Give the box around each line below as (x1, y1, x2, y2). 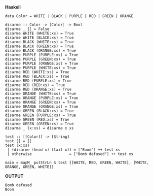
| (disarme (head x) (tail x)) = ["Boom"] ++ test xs (7, 147, 120, 152)
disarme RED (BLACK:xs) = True (5, 74, 70, 79)
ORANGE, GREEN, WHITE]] (5, 164, 54, 169)
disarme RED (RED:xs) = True (5, 83, 65, 88)
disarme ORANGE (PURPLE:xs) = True (5, 96, 78, 100)
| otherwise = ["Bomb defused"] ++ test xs (7, 152, 134, 157)
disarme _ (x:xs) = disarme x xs (5, 126, 74, 131)
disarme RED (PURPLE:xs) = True (5, 78, 72, 83)
